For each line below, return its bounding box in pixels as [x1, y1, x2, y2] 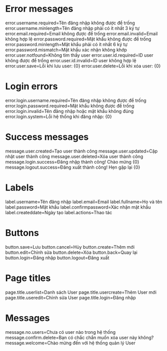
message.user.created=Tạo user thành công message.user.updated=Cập [5, 148, 158, 154]
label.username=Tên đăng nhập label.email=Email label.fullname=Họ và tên [5, 199, 163, 205]
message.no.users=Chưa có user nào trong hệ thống [5, 329, 116, 335]
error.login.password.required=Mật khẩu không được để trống [5, 102, 135, 109]
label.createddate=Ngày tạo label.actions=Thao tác [5, 209, 112, 215]
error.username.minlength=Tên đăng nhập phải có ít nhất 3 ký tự [5, 25, 140, 31]
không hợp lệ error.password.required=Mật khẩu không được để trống [5, 36, 152, 42]
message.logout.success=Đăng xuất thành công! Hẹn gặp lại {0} [5, 164, 141, 170]
